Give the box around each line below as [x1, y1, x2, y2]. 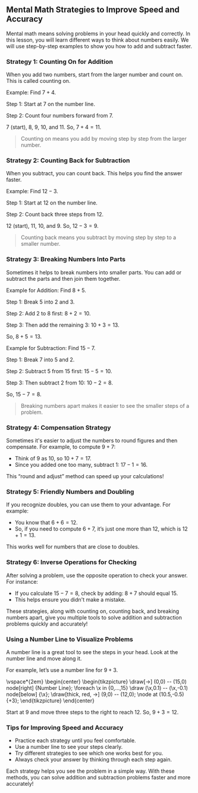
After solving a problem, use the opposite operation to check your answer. [6, 572, 188, 579]
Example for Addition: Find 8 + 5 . [6, 286, 86, 294]
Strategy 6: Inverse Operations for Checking [6, 558, 137, 566]
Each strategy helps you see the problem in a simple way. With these [6, 767, 175, 775]
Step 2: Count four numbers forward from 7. [6, 112, 114, 119]
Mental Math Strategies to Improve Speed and [6, 5, 180, 15]
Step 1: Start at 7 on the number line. [6, 101, 96, 108]
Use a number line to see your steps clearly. [14, 744, 123, 751]
